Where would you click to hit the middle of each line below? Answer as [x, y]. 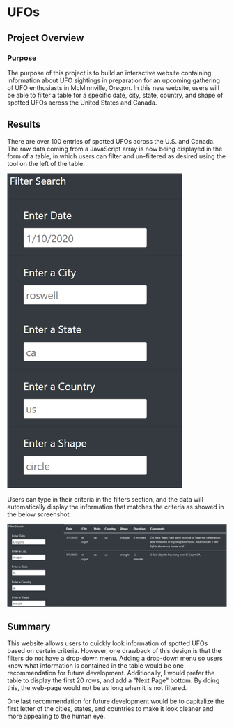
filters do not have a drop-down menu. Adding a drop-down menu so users [115, 658]
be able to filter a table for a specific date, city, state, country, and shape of [115, 95]
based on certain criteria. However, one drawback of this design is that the [114, 650]
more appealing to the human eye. [56, 716]
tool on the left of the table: [46, 163]
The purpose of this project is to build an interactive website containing [109, 73]
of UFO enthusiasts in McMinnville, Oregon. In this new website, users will [113, 87]
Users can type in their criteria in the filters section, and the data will [105, 499]
